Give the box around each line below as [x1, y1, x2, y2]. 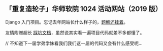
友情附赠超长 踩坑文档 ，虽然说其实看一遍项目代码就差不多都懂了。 [5, 29, 145, 35]
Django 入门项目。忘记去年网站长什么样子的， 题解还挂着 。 [5, 19, 128, 25]
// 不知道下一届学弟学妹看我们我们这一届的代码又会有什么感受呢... [5, 40, 143, 46]
